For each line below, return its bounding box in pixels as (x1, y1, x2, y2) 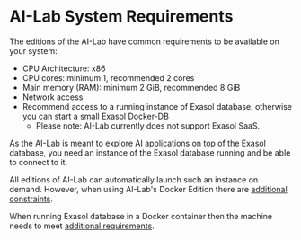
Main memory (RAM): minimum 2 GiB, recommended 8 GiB (22, 82, 241, 93)
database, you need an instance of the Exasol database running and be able (9, 147, 291, 158)
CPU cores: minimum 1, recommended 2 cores (22, 72, 195, 83)
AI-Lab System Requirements (9, 6, 234, 27)
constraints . (9, 193, 54, 204)
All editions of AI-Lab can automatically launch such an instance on (9, 173, 259, 185)
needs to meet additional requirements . (9, 220, 155, 231)
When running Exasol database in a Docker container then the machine (9, 210, 273, 221)
